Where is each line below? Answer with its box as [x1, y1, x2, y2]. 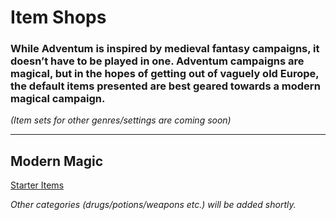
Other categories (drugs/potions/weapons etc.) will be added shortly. [10, 199, 297, 211]
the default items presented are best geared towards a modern [10, 79, 321, 93]
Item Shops [10, 6, 107, 29]
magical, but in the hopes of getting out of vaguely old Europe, [10, 67, 320, 81]
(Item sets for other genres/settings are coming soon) [10, 114, 232, 126]
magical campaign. [10, 92, 106, 106]
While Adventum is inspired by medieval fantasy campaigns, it [10, 42, 320, 56]
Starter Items [10, 179, 65, 191]
